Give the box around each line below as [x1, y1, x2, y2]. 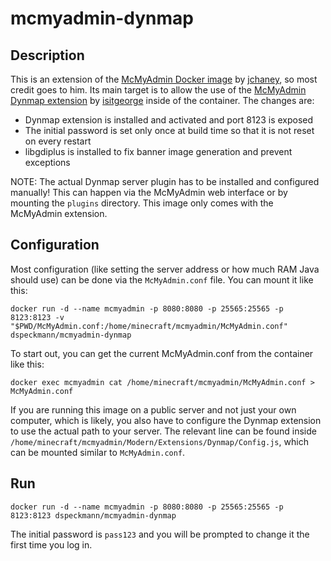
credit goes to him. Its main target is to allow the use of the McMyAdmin [10, 84, 307, 96]
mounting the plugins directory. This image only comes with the [10, 197, 274, 209]
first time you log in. [10, 538, 93, 551]
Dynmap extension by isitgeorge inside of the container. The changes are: [10, 95, 315, 106]
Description [10, 47, 85, 64]
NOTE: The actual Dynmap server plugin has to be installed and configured [10, 176, 320, 187]
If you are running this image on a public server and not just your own [10, 403, 297, 416]
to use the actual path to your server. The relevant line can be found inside [10, 425, 317, 437]
